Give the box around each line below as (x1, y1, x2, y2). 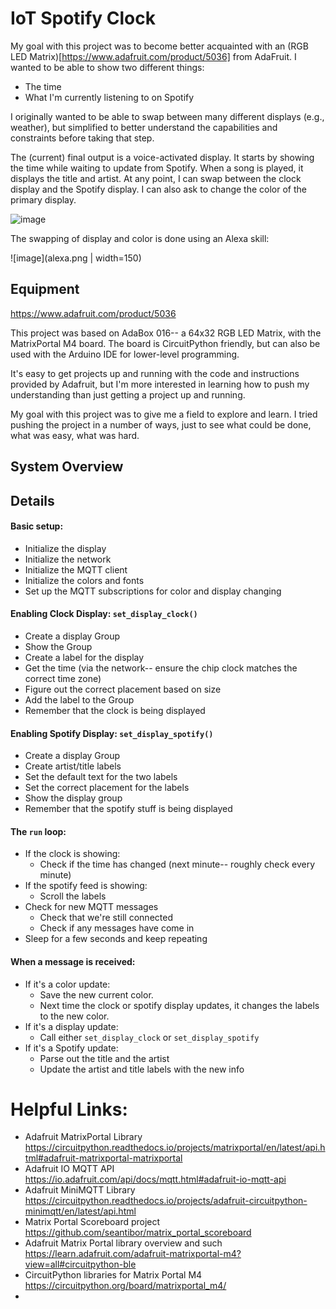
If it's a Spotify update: (24, 1042, 119, 1054)
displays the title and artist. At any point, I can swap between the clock (10, 172, 302, 184)
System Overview (10, 458, 124, 476)
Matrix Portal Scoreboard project (24, 1216, 161, 1228)
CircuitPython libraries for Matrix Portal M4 (24, 1269, 203, 1281)
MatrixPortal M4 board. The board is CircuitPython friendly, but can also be (10, 337, 321, 349)
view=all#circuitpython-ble (24, 1258, 137, 1271)
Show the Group (24, 640, 93, 652)
